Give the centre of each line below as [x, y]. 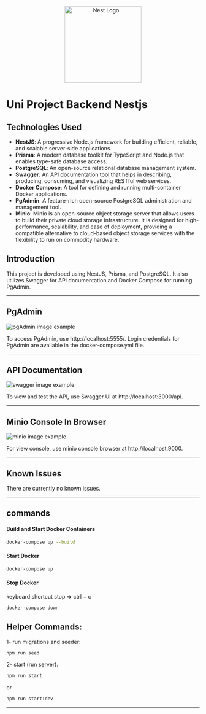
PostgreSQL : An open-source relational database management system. [105, 168]
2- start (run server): [32, 665]
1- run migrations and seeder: [44, 642]
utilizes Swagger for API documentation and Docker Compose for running [99, 280]
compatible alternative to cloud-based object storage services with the [105, 233]
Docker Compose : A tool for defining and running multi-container [98, 188]
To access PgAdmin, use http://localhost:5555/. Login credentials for [93, 338]
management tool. [38, 207]
